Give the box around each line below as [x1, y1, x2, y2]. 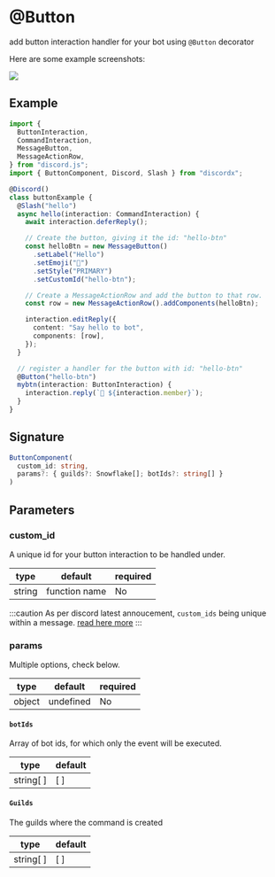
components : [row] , [32, 331, 104, 340]
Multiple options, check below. [9, 659, 121, 671]
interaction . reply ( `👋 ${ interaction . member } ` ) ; [25, 389, 203, 398]
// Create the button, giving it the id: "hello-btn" [25, 234, 227, 243]
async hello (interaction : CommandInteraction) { [17, 209, 200, 219]
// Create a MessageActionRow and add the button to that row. [25, 291, 264, 299]
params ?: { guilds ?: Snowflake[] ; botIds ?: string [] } [17, 470, 224, 478]
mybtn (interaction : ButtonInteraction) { [17, 380, 172, 390]
